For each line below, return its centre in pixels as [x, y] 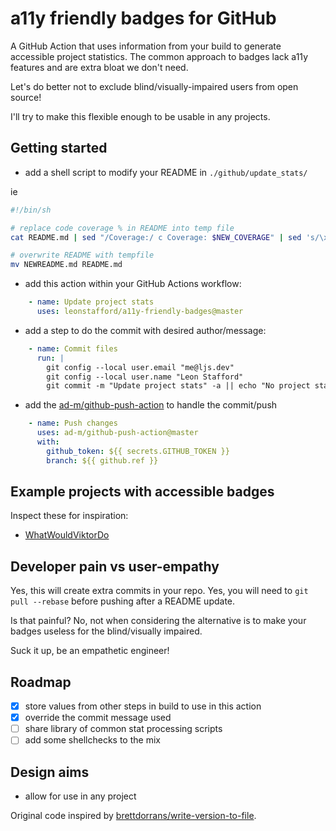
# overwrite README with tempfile [82, 255]
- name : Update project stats [91, 302]
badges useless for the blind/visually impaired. [106, 631]
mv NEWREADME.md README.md [66, 265]
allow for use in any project [80, 796]
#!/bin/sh [31, 210]
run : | [50, 358]
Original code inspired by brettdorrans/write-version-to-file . [133, 816]
